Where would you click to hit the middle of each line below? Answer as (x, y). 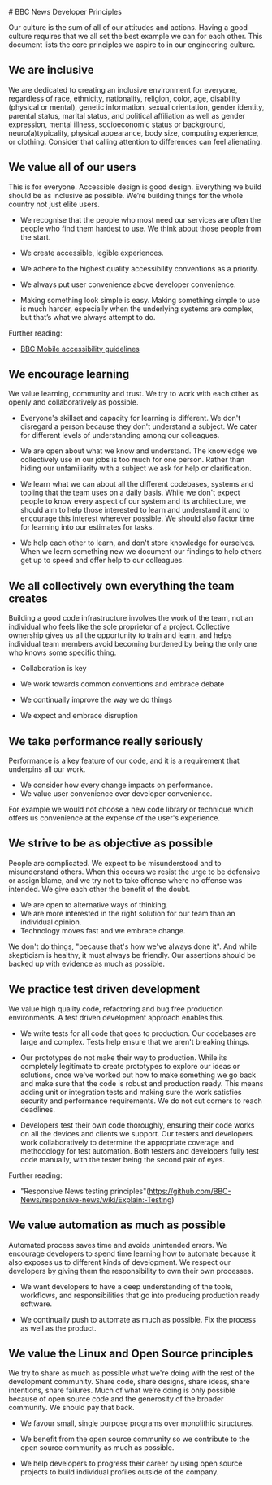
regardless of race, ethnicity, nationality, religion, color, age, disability (125, 98)
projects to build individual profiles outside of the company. (119, 1472)
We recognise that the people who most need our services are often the (140, 219)
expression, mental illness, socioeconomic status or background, (117, 124)
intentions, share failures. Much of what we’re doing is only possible (122, 1390)
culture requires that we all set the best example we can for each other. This (136, 36)
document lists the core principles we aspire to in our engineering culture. (132, 45)
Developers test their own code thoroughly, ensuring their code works (137, 1125)
